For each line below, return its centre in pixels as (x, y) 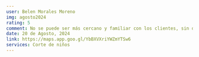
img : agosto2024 (26, 17)
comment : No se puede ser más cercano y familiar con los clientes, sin (98, 28)
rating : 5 (18, 23)
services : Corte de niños (38, 45)
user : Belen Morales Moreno (41, 12)
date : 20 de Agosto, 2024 (38, 34)
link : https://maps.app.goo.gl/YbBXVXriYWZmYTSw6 (69, 39)
